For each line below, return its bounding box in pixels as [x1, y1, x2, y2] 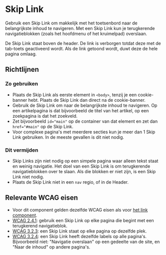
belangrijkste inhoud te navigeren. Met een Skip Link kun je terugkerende [5, 25, 155, 31]
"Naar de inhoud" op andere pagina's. [12, 244, 90, 250]
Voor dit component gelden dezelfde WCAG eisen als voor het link [12, 207, 148, 213]
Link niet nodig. [12, 174, 44, 180]
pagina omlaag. [5, 51, 37, 57]
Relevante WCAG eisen [5, 194, 78, 202]
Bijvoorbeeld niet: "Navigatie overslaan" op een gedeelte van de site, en [12, 239, 160, 245]
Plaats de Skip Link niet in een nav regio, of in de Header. [12, 179, 129, 185]
